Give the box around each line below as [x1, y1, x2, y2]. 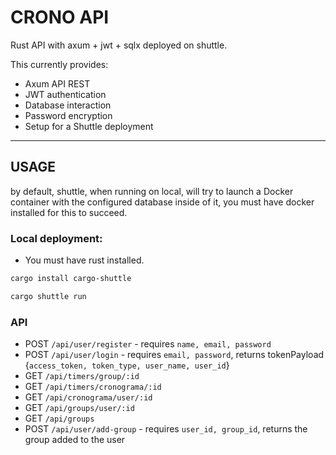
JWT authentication [24, 88, 107, 100]
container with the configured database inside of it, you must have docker [10, 196, 315, 208]
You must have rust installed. [24, 254, 145, 266]
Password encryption [24, 109, 113, 121]
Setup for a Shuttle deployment [24, 120, 154, 132]
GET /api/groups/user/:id [24, 402, 135, 414]
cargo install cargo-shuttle [10, 274, 132, 284]
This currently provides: [10, 58, 109, 70]
